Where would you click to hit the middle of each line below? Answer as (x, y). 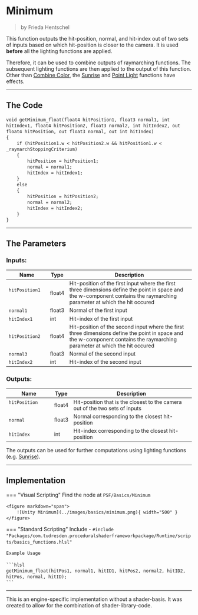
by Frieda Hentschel (45, 27)
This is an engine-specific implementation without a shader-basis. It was (94, 599)
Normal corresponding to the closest (118, 416)
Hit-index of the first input (101, 318)
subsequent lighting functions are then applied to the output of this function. (99, 68)
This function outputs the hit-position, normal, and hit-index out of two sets (97, 38)
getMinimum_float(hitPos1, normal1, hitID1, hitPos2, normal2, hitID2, (96, 571)
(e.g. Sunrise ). (23, 456)
